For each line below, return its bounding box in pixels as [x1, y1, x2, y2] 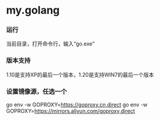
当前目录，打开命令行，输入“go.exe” [6, 40, 95, 47]
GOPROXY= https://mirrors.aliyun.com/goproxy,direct [6, 108, 135, 115]
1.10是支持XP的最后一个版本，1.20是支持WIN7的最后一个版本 [6, 71, 154, 78]
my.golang [6, 4, 60, 17]
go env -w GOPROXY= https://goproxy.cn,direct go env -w [6, 101, 148, 108]
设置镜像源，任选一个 [6, 87, 67, 95]
